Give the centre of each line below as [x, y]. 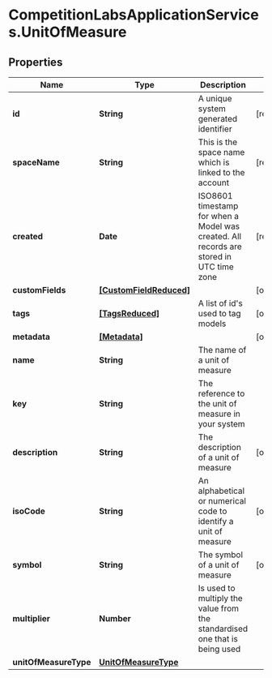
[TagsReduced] [129, 313]
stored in [215, 257]
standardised [223, 629]
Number [115, 618]
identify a [216, 521]
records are [220, 247]
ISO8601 [215, 196]
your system [221, 424]
